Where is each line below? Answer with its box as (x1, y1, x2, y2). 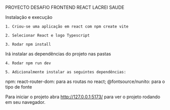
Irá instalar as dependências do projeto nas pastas (5, 51, 111, 57)
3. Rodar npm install (5, 42, 51, 47)
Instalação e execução (5, 14, 52, 20)
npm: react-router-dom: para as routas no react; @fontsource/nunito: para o (5, 78, 165, 85)
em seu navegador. (5, 99, 46, 105)
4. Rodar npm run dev (5, 61, 51, 66)
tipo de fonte (5, 84, 32, 90)
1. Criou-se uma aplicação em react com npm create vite (5, 24, 129, 29)
